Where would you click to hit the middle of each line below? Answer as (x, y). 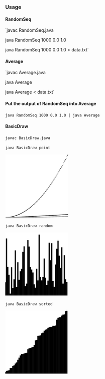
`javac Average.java (26, 73)
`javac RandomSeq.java (29, 30)
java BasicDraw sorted (29, 304)
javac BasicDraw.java (28, 138)
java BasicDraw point (28, 148)
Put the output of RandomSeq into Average (51, 103)
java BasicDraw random (29, 226)
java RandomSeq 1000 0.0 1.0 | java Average (52, 115)
